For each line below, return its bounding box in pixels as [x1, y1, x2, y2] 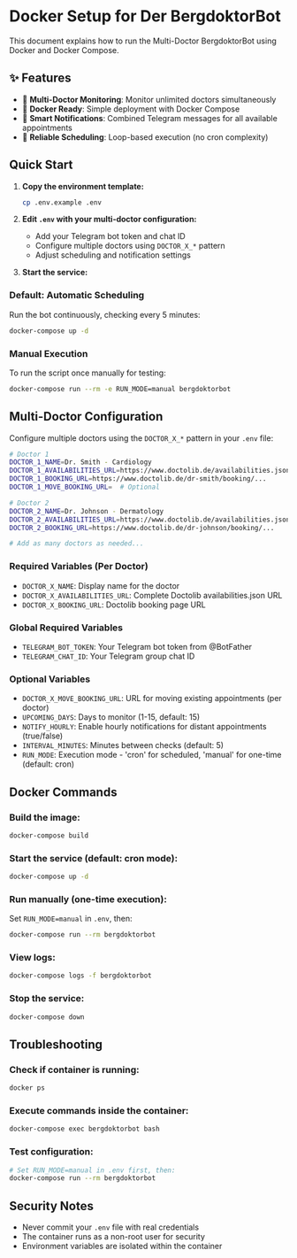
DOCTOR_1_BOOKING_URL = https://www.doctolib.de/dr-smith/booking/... [9, 475, 267, 483]
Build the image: [9, 811, 81, 823]
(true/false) [21, 730, 64, 741]
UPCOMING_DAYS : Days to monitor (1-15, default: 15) [21, 712, 201, 722]
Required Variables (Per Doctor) [9, 560, 148, 573]
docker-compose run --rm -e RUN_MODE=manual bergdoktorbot [9, 384, 232, 393]
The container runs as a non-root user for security [21, 1231, 206, 1242]
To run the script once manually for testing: [9, 367, 166, 378]
